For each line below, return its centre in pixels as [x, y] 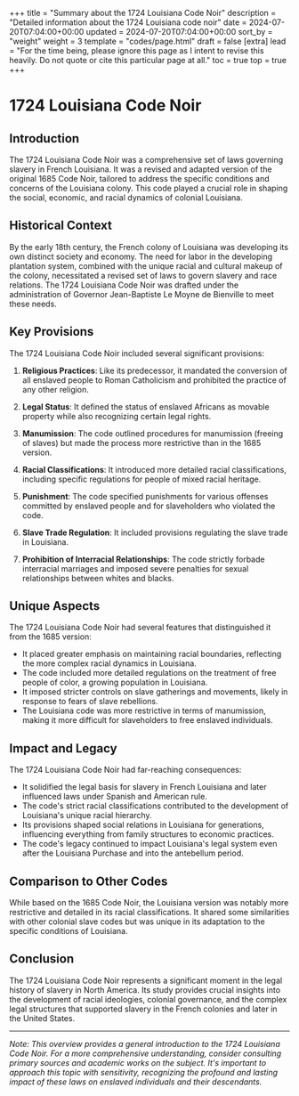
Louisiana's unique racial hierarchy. [87, 816]
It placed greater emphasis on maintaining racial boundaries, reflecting [152, 654]
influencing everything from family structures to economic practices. [148, 834]
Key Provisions [52, 332]
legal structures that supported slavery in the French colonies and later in [143, 1009]
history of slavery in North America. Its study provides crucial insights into [145, 990]
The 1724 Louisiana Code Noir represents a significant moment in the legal [146, 980]
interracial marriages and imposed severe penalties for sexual [135, 568]
